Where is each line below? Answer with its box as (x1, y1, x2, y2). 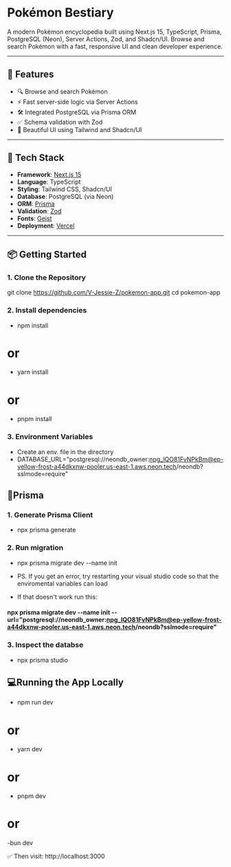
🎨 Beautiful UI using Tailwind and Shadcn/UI (16, 125, 142, 133)
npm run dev (16, 698, 54, 707)
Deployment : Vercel (16, 222, 75, 230)
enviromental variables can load (16, 579, 108, 588)
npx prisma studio (16, 656, 69, 664)
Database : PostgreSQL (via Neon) (16, 192, 114, 200)
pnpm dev (16, 792, 46, 800)
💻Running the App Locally (7, 676, 124, 688)
